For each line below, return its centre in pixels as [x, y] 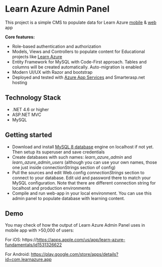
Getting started [29, 135]
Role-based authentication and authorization [57, 46]
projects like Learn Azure [37, 56]
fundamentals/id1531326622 [33, 245]
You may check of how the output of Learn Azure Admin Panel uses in [75, 225]
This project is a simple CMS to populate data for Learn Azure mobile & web [81, 22]
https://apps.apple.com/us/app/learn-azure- [81, 240]
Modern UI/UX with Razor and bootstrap [52, 72]
